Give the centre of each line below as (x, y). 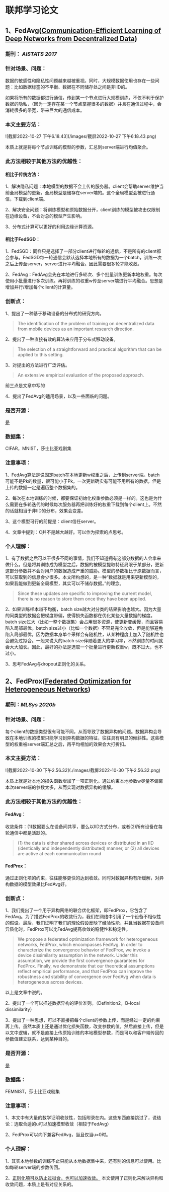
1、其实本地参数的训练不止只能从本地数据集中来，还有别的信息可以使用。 (81, 1161)
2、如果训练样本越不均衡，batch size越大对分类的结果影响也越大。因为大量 (83, 609)
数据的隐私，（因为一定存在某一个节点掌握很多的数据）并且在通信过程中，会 (83, 104)
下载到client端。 (31, 199)
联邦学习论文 (32, 10)
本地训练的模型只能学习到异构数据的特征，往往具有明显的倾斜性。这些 (87, 737)
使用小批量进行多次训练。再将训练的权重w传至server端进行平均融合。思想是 (84, 281)
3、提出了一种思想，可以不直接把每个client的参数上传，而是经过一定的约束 (83, 1020)
